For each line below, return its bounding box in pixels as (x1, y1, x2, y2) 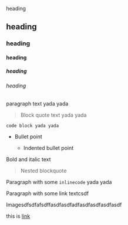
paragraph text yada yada (6, 100, 69, 107)
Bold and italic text (6, 156, 51, 163)
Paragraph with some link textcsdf (6, 190, 89, 197)
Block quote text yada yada (20, 111, 87, 119)
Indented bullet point (23, 145, 74, 152)
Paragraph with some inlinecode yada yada (6, 179, 112, 186)
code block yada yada (6, 123, 59, 129)
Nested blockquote (20, 167, 67, 175)
